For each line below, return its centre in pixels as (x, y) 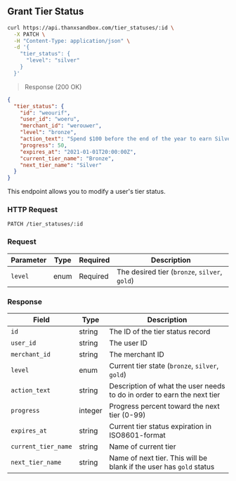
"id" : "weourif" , (45, 113)
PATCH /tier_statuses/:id (45, 224)
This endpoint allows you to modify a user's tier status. (87, 192)
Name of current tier (143, 447)
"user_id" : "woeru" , (50, 119)
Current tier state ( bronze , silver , (164, 366)
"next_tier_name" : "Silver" (61, 165)
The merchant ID (137, 355)
